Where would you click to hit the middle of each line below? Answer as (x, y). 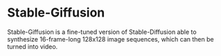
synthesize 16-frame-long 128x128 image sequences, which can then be (110, 39)
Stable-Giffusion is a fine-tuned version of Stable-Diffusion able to (102, 32)
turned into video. (33, 46)
